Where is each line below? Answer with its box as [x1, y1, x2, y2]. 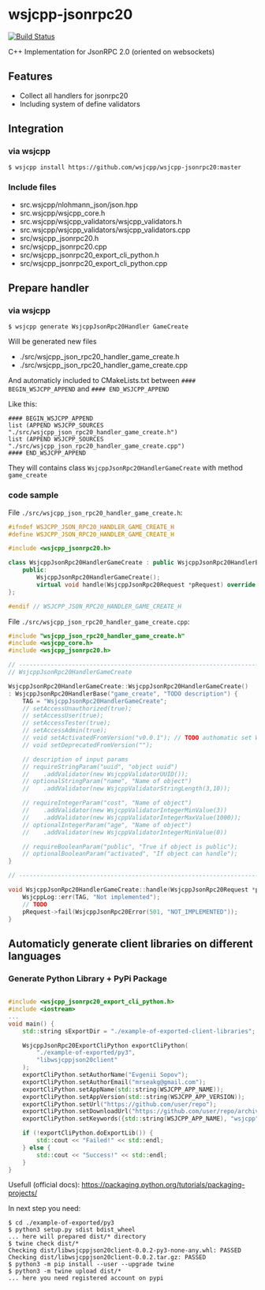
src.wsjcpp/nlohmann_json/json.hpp [19, 200, 138, 209]
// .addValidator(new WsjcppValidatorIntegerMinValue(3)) [22, 807, 227, 815]
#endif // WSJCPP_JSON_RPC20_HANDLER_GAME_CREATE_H [8, 602, 181, 610]
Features [8, 69, 53, 84]
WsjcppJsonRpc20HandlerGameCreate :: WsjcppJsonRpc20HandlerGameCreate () [8, 682, 248, 690]
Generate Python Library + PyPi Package [8, 973, 167, 984]
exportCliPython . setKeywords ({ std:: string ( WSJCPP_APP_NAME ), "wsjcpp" [22, 1115, 259, 1123]
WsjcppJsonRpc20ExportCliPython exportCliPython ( [22, 1041, 189, 1049]
